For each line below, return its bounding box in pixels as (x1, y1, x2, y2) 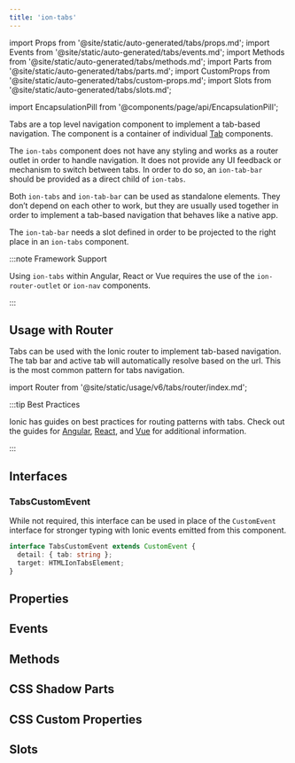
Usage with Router (9, 323, 113, 338)
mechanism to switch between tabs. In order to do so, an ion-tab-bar (9, 164, 263, 175)
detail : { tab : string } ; (17, 550, 113, 559)
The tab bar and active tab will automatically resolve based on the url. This (9, 355, 282, 366)
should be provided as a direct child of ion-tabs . (9, 174, 186, 184)
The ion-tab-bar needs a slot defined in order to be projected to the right (9, 227, 276, 237)
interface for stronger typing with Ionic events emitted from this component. (9, 525, 287, 536)
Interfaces (9, 469, 68, 484)
